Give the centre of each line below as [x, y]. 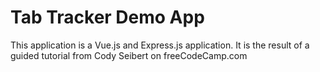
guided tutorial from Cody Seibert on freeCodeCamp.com [129, 55]
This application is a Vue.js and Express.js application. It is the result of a [160, 45]
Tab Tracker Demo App [107, 17]
